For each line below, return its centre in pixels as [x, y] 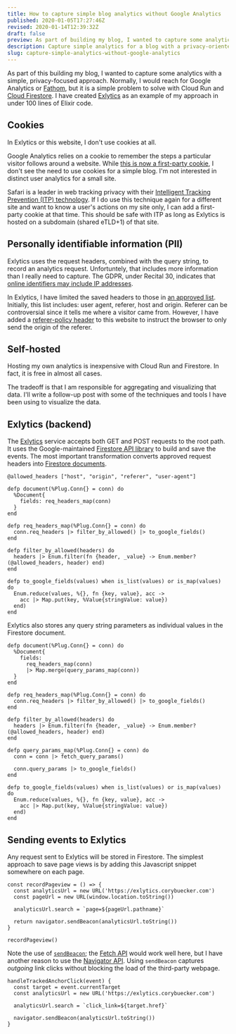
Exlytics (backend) [50, 424]
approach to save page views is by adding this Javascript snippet [102, 864]
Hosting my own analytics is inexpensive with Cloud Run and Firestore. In [113, 366]
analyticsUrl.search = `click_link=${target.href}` [91, 1005]
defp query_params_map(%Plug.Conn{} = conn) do [78, 751]
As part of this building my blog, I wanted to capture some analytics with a [115, 73]
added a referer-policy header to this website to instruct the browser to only [117, 319]
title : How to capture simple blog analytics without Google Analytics [114, 14]
